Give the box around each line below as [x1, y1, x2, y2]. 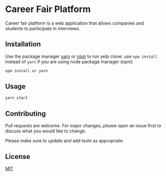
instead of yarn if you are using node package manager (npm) [5, 59, 133, 65]
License [5, 152, 30, 161]
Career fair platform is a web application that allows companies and [5, 20, 144, 26]
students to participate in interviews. [5, 25, 80, 31]
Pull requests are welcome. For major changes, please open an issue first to [5, 123, 161, 129]
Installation [5, 40, 41, 49]
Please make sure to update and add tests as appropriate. [5, 138, 124, 144]
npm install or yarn [5, 68, 48, 73]
